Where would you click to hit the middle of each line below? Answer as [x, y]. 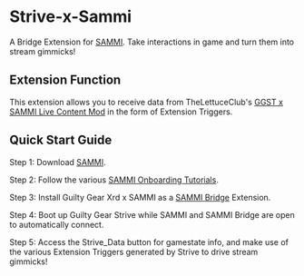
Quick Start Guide [61, 140]
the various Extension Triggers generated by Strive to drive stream [134, 251]
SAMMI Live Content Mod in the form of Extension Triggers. [121, 112]
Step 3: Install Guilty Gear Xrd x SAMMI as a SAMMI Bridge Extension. [140, 197]
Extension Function [65, 80]
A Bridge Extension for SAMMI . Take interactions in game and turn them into [152, 42]
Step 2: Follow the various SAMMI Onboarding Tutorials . [114, 180]
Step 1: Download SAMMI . [58, 162]
